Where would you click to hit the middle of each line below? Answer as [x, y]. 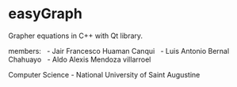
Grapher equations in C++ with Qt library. [76, 36]
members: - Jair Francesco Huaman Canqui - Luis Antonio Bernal [119, 51]
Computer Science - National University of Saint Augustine [104, 74]
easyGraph [46, 14]
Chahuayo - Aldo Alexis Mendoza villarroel [80, 59]
